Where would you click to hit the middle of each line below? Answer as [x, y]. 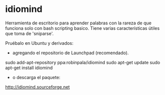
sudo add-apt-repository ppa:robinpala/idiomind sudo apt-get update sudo [83, 62]
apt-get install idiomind [29, 68]
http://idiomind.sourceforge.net [38, 87]
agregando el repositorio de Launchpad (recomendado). [70, 53]
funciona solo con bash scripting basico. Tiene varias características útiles [82, 28]
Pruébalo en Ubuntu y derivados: [39, 43]
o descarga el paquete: [36, 77]
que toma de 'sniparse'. [30, 33]
